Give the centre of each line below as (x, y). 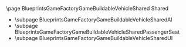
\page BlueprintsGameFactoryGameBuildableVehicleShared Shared (87, 8)
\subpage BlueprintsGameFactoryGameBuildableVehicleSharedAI (93, 19)
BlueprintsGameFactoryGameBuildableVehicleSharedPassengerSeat (97, 32)
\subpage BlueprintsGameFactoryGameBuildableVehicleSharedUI (94, 38)
